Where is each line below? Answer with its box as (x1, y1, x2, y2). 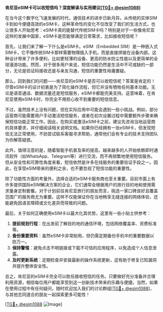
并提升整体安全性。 (12, 263, 51, 269)
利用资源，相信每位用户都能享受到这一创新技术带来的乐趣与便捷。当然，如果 (5, 279, 158, 285)
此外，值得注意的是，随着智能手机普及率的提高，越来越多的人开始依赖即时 (5, 148, 154, 153)
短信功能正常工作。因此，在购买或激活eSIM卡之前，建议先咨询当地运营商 (9, 119, 156, 124)
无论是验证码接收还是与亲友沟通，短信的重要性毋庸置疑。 (13, 68, 129, 73)
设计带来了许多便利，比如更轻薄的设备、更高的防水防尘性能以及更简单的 (9, 56, 154, 61)
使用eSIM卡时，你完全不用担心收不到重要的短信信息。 (13, 97, 122, 102)
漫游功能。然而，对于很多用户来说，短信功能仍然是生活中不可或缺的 (9, 62, 146, 67)
